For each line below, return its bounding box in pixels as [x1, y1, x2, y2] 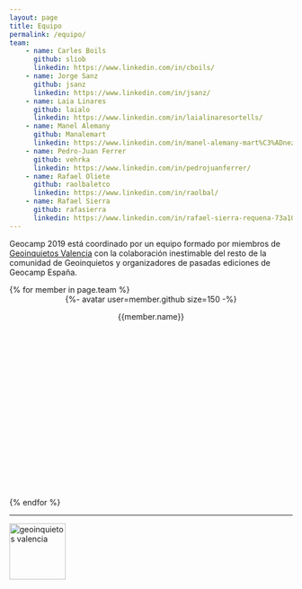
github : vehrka [32, 154, 91, 164]
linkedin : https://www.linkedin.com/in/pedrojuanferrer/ [32, 163, 252, 172]
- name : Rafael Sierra [25, 197, 111, 207]
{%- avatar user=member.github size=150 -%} [65, 294, 237, 304]
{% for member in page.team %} [9, 284, 130, 294]
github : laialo [32, 105, 91, 114]
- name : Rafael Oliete [25, 171, 111, 180]
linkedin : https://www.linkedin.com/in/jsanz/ [32, 88, 211, 97]
